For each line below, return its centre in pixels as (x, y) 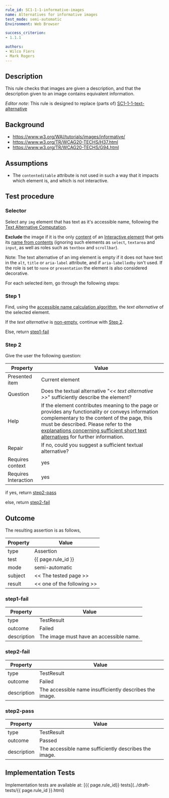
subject (17, 576)
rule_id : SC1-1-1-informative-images (45, 10)
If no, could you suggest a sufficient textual (92, 445)
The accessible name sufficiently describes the (95, 749)
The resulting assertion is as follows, (43, 530)
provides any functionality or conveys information (100, 412)
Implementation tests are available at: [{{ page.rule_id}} (62, 785)
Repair (16, 448)
